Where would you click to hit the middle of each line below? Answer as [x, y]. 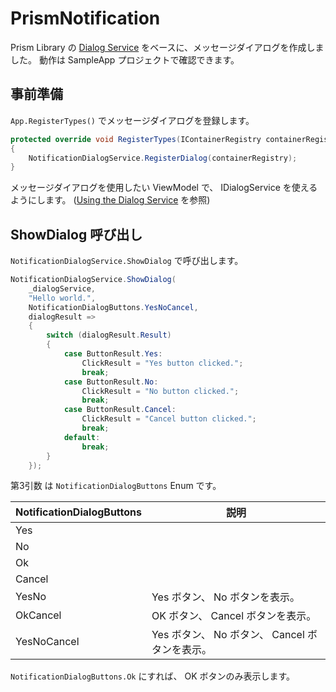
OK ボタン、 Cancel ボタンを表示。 [234, 616]
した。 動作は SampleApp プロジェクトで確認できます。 [125, 59]
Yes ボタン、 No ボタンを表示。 [225, 597]
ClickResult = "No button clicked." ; [160, 391]
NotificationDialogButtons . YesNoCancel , [113, 307]
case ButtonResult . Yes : [113, 354]
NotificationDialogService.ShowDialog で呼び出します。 [127, 261]
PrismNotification [85, 18]
